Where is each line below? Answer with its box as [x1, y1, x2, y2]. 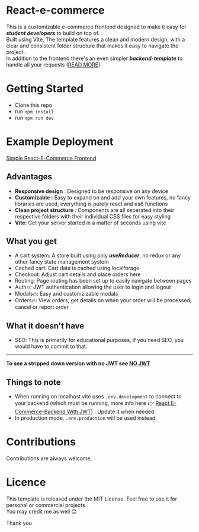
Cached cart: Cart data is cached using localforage [14, 265, 140, 272]
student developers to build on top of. [6, 29, 99, 36]
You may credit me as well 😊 [6, 508, 77, 515]
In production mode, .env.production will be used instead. [14, 414, 157, 422]
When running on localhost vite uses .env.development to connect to [14, 393, 182, 400]
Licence [6, 476, 46, 489]
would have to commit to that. [14, 343, 88, 350]
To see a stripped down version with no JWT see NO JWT [6, 360, 151, 367]
